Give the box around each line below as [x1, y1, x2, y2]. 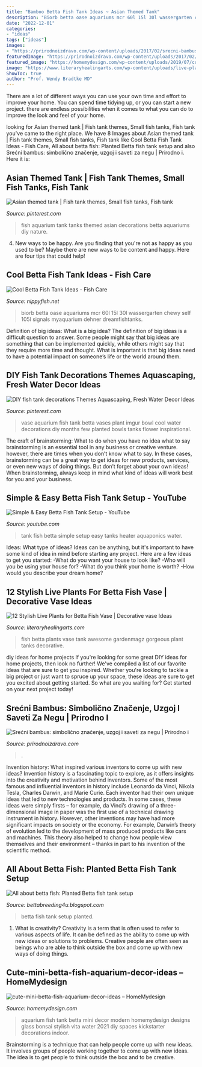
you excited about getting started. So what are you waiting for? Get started [6, 679, 191, 686]
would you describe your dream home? [6, 570, 103, 577]
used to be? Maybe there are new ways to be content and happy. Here [14, 246, 189, 253]
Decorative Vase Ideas [6, 596, 93, 606]
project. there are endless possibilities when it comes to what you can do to [6, 105, 194, 113]
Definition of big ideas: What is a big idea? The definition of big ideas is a [6, 327, 188, 334]
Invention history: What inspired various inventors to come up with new [6, 764, 182, 771]
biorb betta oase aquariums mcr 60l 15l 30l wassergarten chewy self [20, 309, 191, 316]
